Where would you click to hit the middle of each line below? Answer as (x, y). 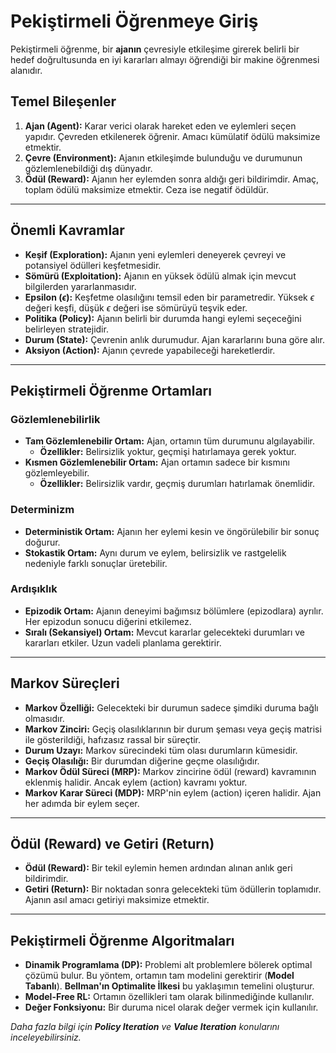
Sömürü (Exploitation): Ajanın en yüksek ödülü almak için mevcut (160, 276)
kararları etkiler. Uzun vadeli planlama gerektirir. (123, 642)
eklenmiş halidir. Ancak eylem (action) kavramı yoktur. (136, 782)
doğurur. (42, 542)
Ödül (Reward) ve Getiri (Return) (112, 844)
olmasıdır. (44, 718)
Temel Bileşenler (63, 101)
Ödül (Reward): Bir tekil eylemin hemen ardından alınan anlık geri (158, 868)
